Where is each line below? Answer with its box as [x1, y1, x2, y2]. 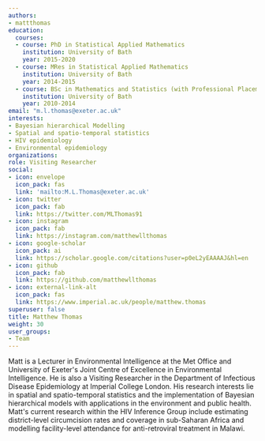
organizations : [8, 151, 58, 159]
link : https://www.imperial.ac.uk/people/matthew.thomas [15, 298, 207, 306]
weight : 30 [8, 320, 44, 328]
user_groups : [8, 327, 51, 336]
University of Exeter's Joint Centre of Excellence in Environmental [8, 365, 222, 375]
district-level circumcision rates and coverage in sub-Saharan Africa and [8, 416, 244, 425]
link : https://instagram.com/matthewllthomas [15, 232, 168, 240]
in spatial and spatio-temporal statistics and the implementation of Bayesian [8, 390, 255, 400]
